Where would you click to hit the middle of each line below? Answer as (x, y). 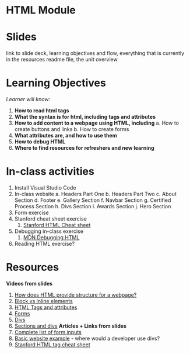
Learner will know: (28, 99)
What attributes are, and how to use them (66, 136)
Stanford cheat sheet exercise (51, 219)
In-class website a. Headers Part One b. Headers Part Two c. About (95, 194)
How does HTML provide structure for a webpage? (75, 295)
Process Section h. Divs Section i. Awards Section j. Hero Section (93, 206)
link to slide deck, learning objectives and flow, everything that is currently (95, 53)
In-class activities (50, 172)
